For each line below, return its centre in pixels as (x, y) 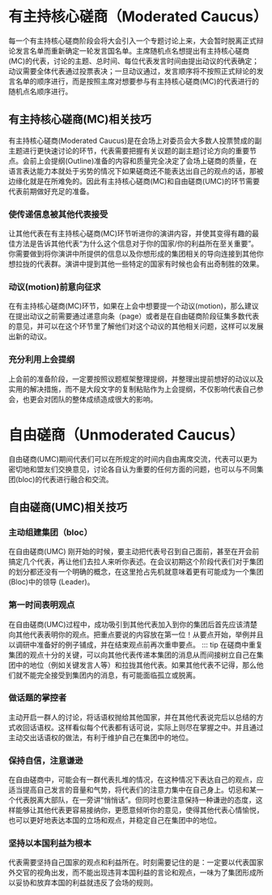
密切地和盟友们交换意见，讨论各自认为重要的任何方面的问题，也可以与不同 (132, 469)
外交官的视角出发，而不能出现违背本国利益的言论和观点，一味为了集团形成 (132, 872)
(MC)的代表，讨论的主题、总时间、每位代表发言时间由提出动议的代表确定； (134, 61)
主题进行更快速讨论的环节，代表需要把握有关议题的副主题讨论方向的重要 (129, 150)
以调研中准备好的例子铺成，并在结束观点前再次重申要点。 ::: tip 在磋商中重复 (136, 644)
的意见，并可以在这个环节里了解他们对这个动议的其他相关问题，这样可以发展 (136, 326)
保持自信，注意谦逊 (46, 760)
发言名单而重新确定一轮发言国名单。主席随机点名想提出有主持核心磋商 (132, 50)
